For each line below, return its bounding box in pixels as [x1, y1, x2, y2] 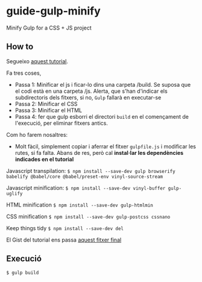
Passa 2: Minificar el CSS [14, 100, 78, 107]
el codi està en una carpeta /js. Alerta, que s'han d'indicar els [14, 87, 168, 95]
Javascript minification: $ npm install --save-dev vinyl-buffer [6, 184, 166, 191]
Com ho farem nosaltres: [6, 131, 68, 138]
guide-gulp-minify [6, 4, 101, 18]
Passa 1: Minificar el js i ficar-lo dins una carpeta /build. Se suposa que [14, 81, 191, 88]
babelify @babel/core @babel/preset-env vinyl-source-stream [6, 174, 163, 180]
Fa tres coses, [6, 69, 42, 77]
